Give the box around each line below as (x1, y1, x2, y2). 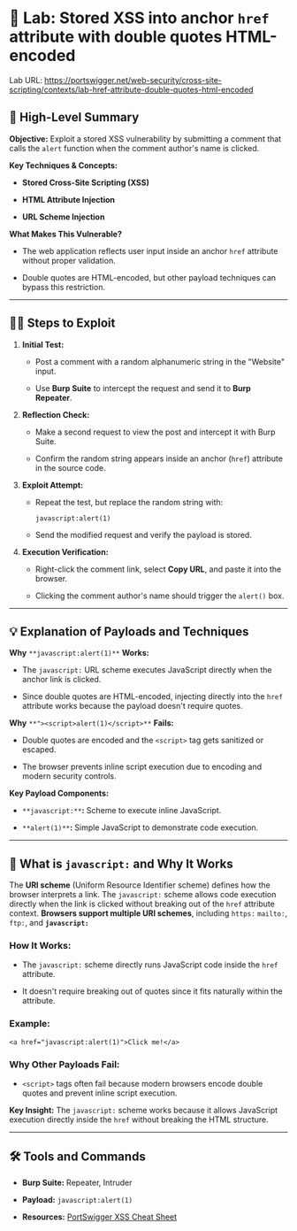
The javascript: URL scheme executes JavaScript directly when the (21, 665, 272, 675)
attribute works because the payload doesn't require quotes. (21, 701, 243, 712)
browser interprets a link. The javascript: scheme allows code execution (9, 889, 277, 900)
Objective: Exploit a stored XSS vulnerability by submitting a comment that (9, 133, 282, 144)
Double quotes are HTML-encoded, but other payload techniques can (21, 272, 277, 282)
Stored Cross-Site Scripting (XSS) (21, 177, 150, 188)
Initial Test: (21, 339, 65, 350)
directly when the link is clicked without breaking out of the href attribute (9, 898, 276, 910)
